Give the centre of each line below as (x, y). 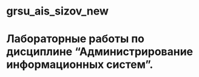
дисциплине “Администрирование (100, 52)
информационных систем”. (80, 65)
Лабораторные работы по (75, 39)
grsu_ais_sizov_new (58, 11)
